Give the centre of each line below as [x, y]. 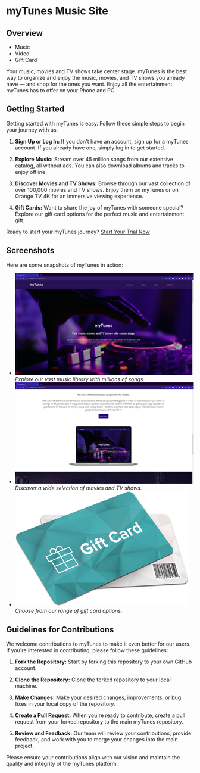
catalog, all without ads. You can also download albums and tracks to [99, 166]
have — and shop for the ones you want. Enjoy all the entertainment [89, 84]
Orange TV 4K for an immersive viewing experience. [79, 196]
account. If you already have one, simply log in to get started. [90, 148]
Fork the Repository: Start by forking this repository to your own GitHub [103, 662]
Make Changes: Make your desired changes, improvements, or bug [98, 697]
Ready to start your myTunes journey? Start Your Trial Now [78, 232]
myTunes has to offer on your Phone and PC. [61, 90]
